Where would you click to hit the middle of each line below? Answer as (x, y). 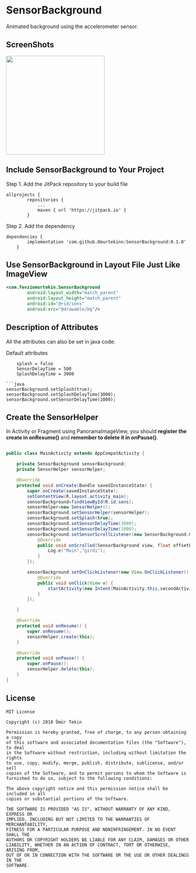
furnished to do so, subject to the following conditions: (79, 778)
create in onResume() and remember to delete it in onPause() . (82, 438)
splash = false (35, 363)
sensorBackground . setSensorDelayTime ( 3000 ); (82, 524)
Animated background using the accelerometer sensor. (72, 26)
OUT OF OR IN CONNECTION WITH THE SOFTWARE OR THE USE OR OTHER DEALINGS (98, 855)
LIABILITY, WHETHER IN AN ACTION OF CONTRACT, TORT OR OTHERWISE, (88, 845)
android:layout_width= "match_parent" (73, 293)
